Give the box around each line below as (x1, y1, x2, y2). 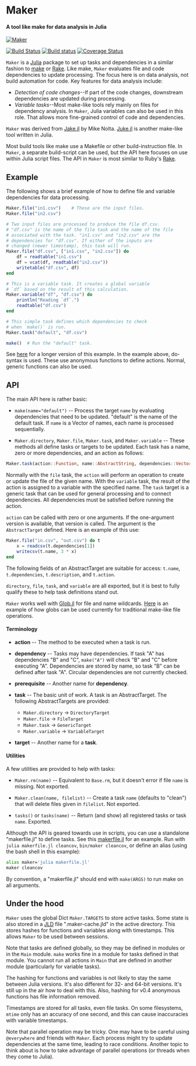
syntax (6, 357, 22, 364)
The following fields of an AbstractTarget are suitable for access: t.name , (6, 565, 181, 572)
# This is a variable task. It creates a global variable (6, 281, 150, 287)
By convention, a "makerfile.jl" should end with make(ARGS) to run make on (6, 875, 184, 882)
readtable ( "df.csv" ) (16, 303, 66, 309)
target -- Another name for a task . (14, 739, 98, 746)
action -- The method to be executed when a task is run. (14, 638, 151, 645)
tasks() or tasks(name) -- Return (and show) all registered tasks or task (14, 812, 187, 819)
